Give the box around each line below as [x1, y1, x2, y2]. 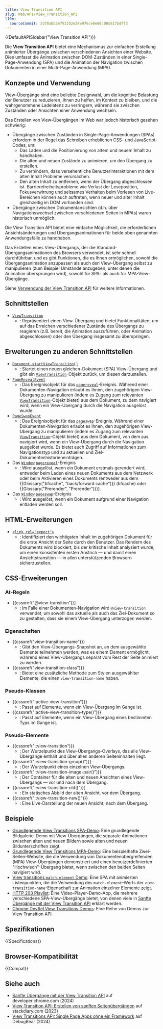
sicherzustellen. [19, 560, 52, 566]
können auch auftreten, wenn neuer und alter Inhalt [41, 194, 145, 200]
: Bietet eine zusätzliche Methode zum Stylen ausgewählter [19, 670, 140, 676]
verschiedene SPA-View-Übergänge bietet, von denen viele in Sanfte [12, 895, 152, 901]
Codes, [12, 142, 27, 148]
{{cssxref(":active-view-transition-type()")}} [12, 709, 102, 715]
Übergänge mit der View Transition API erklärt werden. [12, 900, 123, 906]
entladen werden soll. [19, 501, 63, 507]
